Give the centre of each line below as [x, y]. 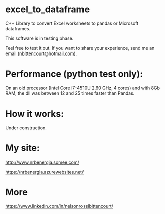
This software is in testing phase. [39, 38]
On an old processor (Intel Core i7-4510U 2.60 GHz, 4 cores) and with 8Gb [82, 88]
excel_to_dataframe [48, 9]
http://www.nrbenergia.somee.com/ [42, 162]
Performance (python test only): [74, 74]
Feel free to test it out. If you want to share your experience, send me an [80, 48]
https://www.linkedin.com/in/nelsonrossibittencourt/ [59, 206]
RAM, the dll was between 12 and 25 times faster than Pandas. [70, 93]
